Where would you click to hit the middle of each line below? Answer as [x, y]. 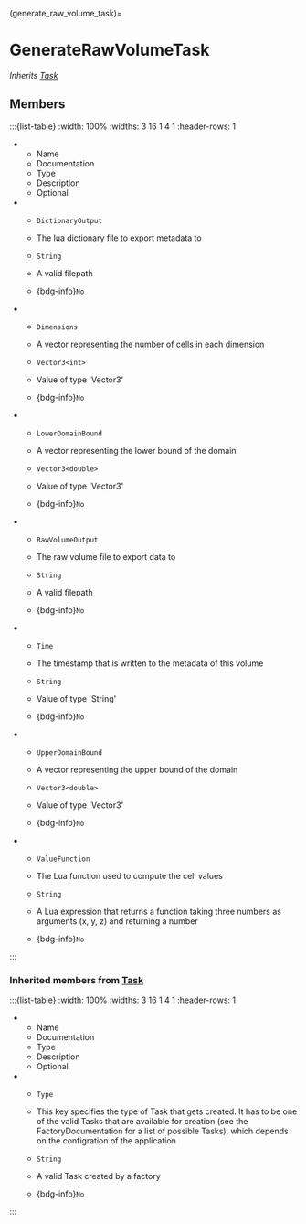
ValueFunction [63, 859]
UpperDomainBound [69, 752]
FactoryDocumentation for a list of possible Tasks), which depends [163, 1131]
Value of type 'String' [76, 698]
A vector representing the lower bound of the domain [136, 450]
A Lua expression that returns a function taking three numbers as [158, 911]
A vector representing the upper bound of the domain [137, 769]
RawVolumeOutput [67, 540]
